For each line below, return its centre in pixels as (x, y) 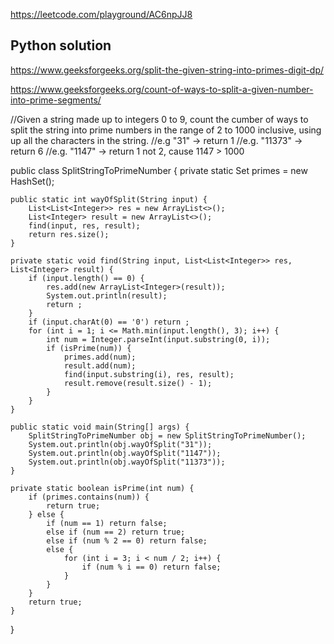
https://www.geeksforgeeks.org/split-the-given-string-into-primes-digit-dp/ (167, 70)
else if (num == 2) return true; (116, 532)
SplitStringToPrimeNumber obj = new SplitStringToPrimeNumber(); (167, 435)
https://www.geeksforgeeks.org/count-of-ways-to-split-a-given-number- (162, 89)
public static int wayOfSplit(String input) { (109, 199)
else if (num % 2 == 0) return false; (127, 540)
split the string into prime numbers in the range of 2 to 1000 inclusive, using (166, 130)
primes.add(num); (100, 357)
